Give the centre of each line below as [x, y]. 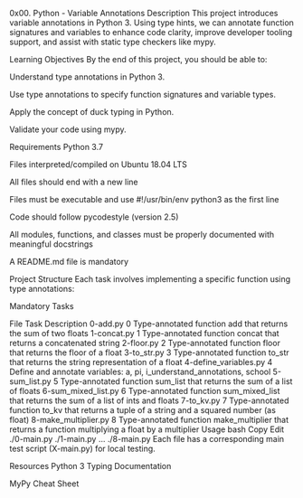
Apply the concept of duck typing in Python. [92, 112]
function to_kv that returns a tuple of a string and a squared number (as [142, 410]
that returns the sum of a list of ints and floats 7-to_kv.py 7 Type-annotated [149, 400]
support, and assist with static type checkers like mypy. [113, 42]
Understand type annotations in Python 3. [87, 77]
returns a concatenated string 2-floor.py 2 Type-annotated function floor [145, 343]
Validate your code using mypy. [68, 129]
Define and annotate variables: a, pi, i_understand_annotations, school [140, 371]
